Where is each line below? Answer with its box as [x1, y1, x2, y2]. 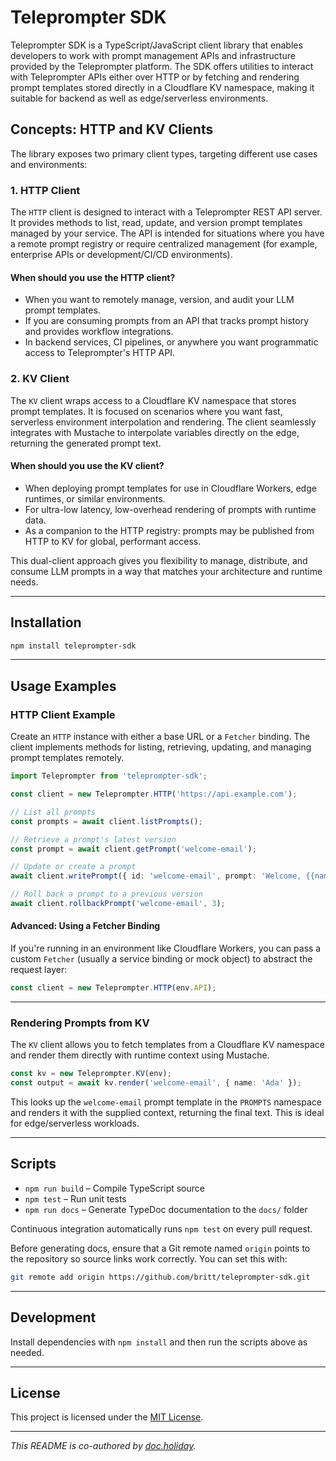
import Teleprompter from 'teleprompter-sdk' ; [10, 771, 208, 781]
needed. [10, 1346, 45, 1358]
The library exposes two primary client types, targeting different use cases [10, 147, 318, 160]
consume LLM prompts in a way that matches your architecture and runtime [10, 565, 323, 577]
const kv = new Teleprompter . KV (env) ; [10, 1069, 172, 1079]
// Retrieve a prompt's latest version [10, 834, 177, 845]
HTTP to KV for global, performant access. [24, 535, 202, 547]
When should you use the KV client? [10, 460, 165, 472]
